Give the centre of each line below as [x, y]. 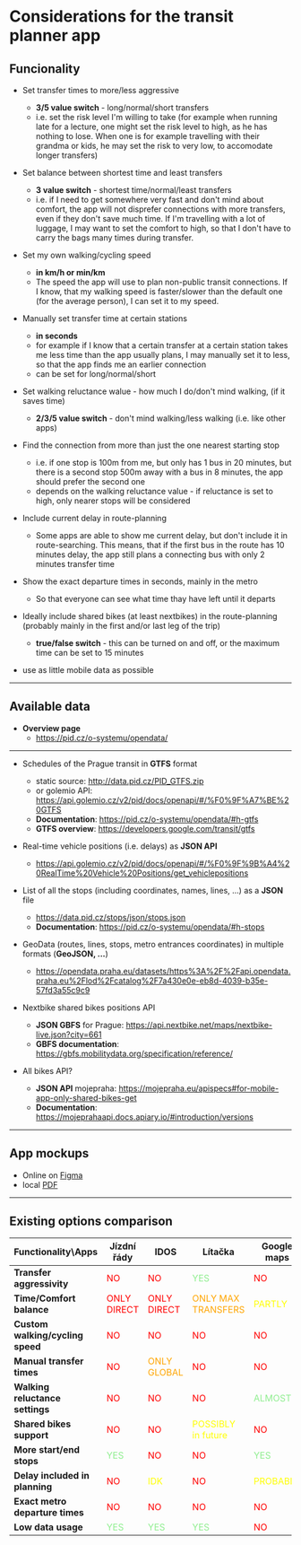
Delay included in [52, 1476]
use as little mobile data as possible [88, 670]
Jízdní [122, 1246]
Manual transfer [49, 1361]
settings [32, 1410]
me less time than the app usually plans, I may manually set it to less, [163, 355]
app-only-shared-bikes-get [86, 1097]
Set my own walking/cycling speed [86, 255]
